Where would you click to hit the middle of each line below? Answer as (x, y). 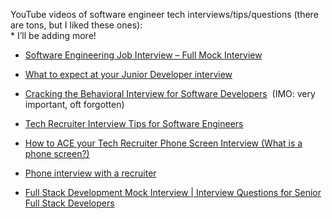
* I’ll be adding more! (53, 35)
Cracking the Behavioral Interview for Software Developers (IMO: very (170, 93)
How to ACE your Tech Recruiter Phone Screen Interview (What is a (163, 143)
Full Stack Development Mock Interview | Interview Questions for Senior (173, 192)
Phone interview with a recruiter (90, 173)
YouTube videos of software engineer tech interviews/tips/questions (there (164, 14)
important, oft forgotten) (74, 104)
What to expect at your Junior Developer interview (128, 74)
